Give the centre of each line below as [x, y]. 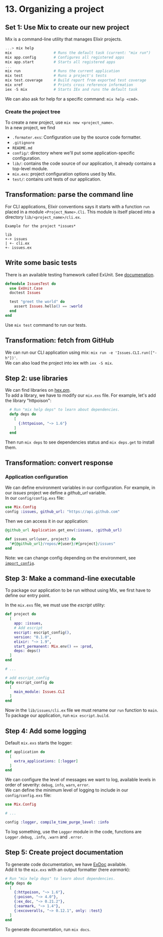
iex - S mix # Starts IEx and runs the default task [71, 89]
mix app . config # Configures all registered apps [65, 57]
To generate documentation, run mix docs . [48, 929]
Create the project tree [33, 112]
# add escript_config [27, 678]
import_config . [20, 563]
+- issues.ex [18, 248]
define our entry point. [28, 596]
